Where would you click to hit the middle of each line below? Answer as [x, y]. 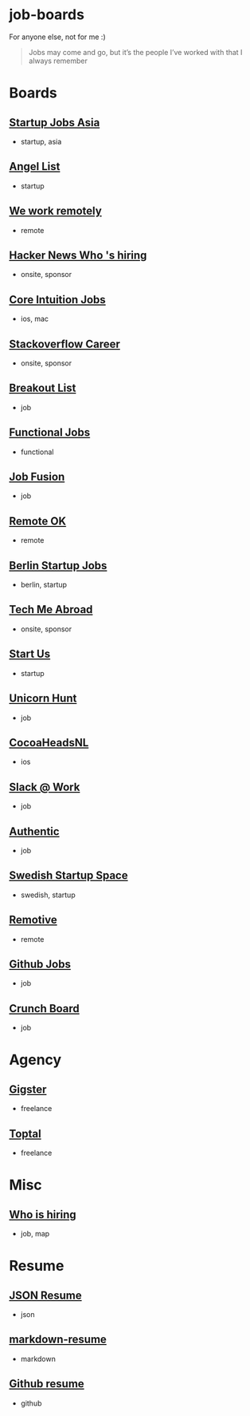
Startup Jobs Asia [55, 123]
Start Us [30, 654]
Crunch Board [45, 1009]
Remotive [33, 920]
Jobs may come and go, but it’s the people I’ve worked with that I [135, 52]
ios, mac [35, 319]
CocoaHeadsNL [49, 743]
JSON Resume [45, 1295]
